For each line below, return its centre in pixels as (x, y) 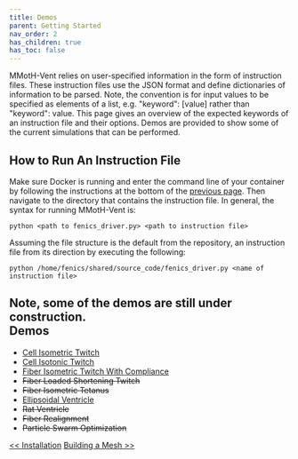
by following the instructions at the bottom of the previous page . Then (137, 191)
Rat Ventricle (45, 408)
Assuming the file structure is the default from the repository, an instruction (147, 242)
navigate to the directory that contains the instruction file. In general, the (142, 200)
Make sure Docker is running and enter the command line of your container (147, 181)
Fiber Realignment (56, 418)
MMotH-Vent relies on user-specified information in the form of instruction (145, 75)
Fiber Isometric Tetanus (65, 390)
